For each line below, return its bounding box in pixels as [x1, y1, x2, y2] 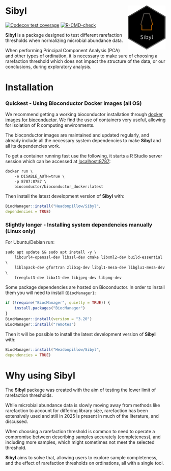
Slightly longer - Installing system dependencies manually [5, 221, 153, 229]
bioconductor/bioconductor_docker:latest [14, 184, 103, 189]
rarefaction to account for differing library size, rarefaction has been [5, 407, 148, 414]
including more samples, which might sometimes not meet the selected [5, 439, 155, 445]
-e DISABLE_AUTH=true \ [14, 174, 65, 179]
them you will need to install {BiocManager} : [5, 289, 96, 296]
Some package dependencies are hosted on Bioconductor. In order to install [5, 284, 165, 290]
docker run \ [5, 169, 33, 174]
